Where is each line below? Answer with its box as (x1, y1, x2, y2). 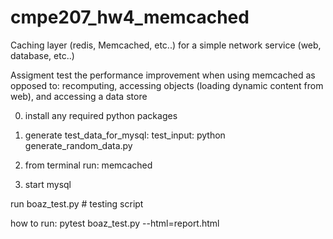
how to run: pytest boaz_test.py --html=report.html (10, 217, 220, 229)
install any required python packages (24, 109, 178, 121)
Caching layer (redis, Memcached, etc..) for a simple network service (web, (10, 39, 322, 51)
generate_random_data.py (24, 139, 133, 151)
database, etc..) (10, 49, 75, 61)
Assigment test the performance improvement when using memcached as (10, 69, 316, 81)
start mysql (24, 178, 72, 190)
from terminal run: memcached (24, 159, 153, 171)
